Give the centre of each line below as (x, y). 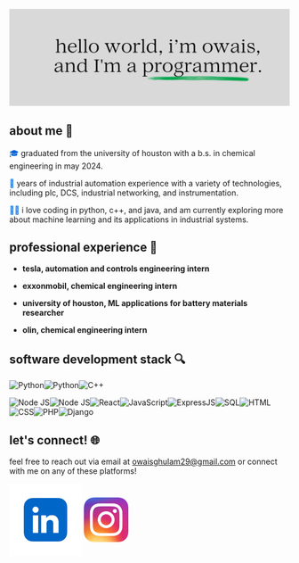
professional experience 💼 (84, 247)
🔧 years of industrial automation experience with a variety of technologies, (145, 183)
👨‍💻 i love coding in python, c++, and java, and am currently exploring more (146, 210)
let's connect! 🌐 (55, 440)
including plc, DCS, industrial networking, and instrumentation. (124, 193)
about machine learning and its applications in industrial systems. (129, 219)
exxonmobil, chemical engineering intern (100, 286)
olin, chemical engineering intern (85, 330)
